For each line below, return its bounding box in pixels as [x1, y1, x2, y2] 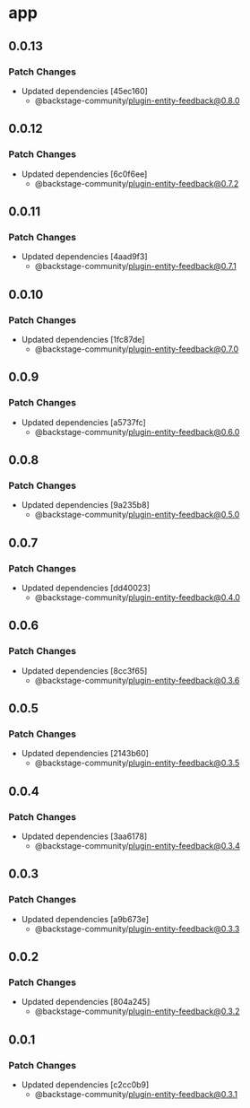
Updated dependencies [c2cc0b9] [21, 1079, 150, 1090]
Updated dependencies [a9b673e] [21, 913, 150, 924]
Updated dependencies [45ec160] [21, 85, 149, 96]
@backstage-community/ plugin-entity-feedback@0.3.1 [34, 1089, 238, 1100]
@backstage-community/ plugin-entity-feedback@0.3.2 [34, 1006, 240, 1016]
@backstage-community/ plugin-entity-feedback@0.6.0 [34, 426, 240, 437]
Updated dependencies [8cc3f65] [21, 665, 148, 676]
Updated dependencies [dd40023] [21, 582, 151, 593]
